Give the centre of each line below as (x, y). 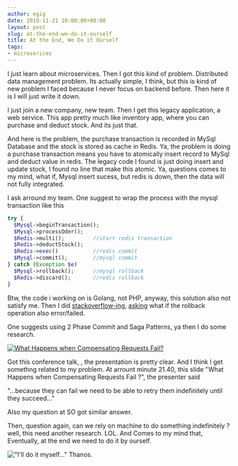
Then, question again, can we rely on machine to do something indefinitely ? (119, 426)
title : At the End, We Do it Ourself (63, 40)
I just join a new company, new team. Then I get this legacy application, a (114, 110)
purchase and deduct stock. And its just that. (73, 125)
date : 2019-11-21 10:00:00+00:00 (57, 21)
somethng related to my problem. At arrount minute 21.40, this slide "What (116, 369)
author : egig (27, 14)
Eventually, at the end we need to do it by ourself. (79, 440)
